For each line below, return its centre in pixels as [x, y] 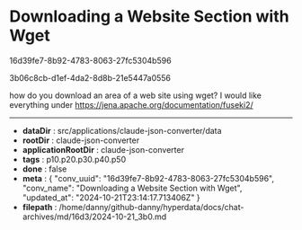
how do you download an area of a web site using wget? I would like [136, 95]
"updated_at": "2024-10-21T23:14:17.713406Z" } [111, 197]
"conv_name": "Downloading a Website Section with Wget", [132, 188]
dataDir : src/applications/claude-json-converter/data [122, 130]
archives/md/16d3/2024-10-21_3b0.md [94, 217]
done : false [44, 169]
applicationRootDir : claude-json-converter [103, 149]
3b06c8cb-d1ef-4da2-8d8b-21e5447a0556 [90, 77]
